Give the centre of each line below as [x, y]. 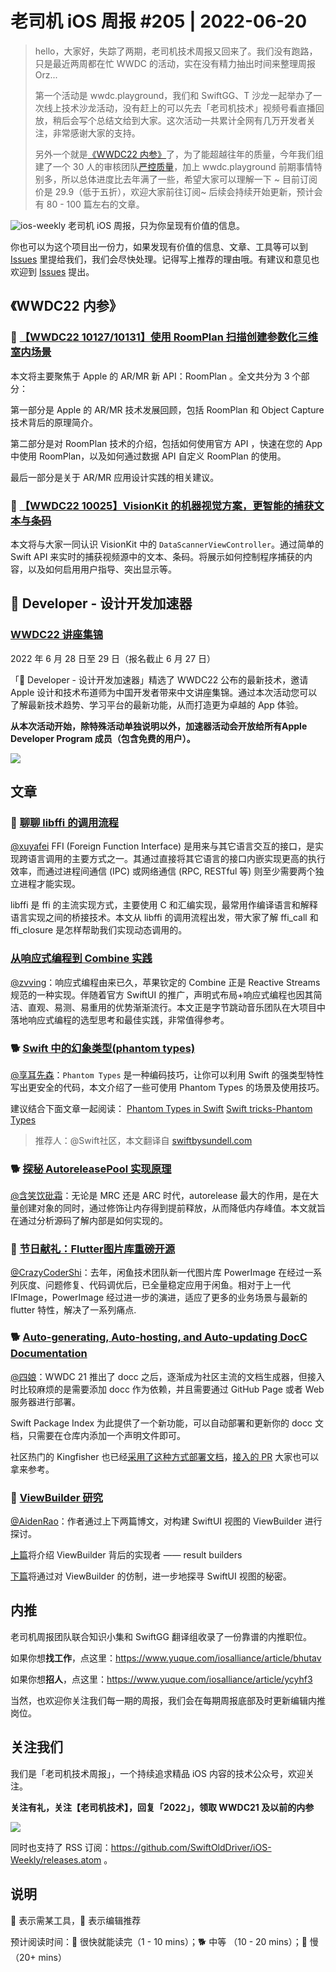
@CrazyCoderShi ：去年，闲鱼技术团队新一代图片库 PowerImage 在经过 [157, 1273]
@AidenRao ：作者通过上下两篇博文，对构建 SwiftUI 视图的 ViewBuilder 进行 [166, 1521]
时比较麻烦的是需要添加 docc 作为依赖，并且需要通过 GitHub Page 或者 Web [167, 1389]
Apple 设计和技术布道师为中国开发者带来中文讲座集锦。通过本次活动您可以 [164, 692]
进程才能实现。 [49, 884]
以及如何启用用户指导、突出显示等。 [102, 569]
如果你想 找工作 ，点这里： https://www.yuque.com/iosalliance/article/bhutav [166, 1658]
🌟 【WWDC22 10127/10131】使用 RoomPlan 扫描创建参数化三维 [164, 337]
